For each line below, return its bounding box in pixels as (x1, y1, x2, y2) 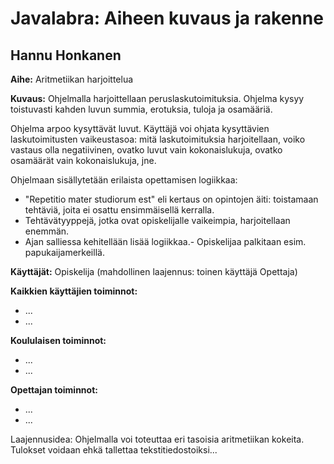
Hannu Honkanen (10, 47, 122, 64)
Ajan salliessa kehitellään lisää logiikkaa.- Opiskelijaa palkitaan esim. (24, 236, 307, 247)
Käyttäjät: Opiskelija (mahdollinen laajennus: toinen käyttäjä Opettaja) (10, 266, 298, 277)
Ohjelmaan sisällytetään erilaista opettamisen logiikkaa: (10, 174, 238, 186)
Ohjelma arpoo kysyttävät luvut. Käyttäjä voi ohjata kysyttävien (10, 123, 270, 134)
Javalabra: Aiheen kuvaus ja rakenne (10, 7, 324, 30)
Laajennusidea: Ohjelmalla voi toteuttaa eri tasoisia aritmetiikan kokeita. (10, 433, 305, 445)
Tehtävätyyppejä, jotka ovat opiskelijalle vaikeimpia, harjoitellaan (24, 215, 291, 226)
